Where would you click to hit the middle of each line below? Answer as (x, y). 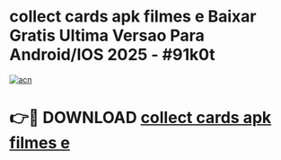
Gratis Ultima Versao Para (107, 36)
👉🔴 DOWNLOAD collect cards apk (140, 118)
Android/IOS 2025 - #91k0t (112, 55)
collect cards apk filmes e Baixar (133, 17)
